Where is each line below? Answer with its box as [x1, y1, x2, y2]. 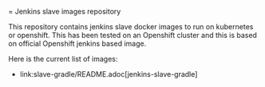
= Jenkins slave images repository [8, 7, 121, 16]
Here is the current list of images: [8, 55, 118, 63]
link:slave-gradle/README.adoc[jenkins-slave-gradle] [19, 70, 198, 78]
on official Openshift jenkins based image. [8, 39, 147, 48]
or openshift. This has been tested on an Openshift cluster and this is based [8, 31, 258, 40]
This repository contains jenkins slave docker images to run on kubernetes [8, 22, 254, 31]
